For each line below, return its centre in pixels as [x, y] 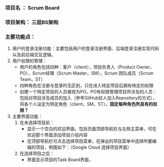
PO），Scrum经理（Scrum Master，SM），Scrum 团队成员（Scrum [86, 73]
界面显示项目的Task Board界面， [60, 160]
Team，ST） [32, 80]
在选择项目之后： [37, 154]
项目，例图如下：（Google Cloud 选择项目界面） [84, 147]
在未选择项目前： [37, 123]
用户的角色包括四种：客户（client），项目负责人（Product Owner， [87, 67]
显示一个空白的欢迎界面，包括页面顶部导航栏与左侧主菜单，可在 [92, 129]
